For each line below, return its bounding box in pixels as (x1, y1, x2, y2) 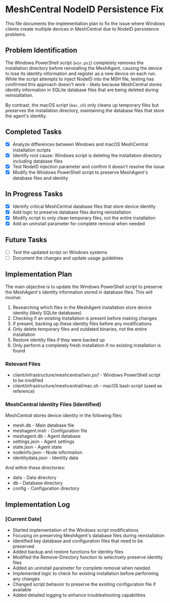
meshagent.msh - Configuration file (12, 428, 87, 434)
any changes (12, 575, 40, 582)
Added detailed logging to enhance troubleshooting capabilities (12, 592, 146, 598)
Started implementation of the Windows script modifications (12, 527, 139, 533)
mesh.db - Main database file (12, 422, 75, 429)
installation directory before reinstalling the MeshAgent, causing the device (5, 65, 162, 71)
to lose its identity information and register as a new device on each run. (5, 70, 156, 76)
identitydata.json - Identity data (12, 455, 79, 461)
